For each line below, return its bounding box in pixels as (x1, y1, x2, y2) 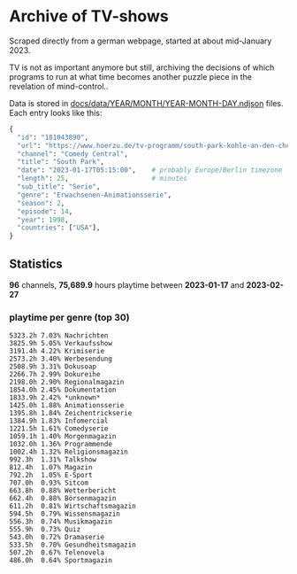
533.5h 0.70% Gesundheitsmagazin (9, 540, 137, 550)
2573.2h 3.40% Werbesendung (9, 354, 113, 364)
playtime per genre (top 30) (9, 311, 130, 323)
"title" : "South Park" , (17, 158, 104, 167)
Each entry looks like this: (9, 107, 103, 118)
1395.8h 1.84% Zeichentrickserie (9, 409, 133, 418)
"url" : (17, 141, 42, 150)
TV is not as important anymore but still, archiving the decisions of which (9, 62, 275, 73)
